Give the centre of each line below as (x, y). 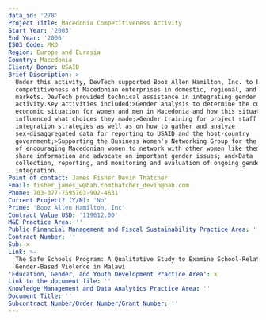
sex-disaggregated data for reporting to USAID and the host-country (132, 133)
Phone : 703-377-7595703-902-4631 (63, 193)
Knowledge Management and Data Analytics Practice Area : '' (110, 289)
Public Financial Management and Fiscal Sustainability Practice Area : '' (134, 230)
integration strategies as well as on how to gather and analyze (125, 126)
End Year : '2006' (37, 38)
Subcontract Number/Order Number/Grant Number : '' (93, 303)
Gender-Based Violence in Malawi (70, 267)
